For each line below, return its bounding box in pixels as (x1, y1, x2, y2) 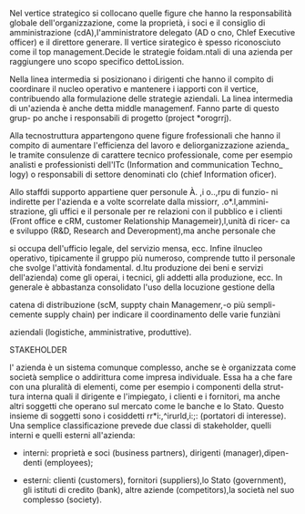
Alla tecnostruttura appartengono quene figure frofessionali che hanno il (9, 130, 280, 140)
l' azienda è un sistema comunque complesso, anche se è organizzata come (9, 362, 297, 373)
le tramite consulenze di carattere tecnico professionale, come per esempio (9, 149, 293, 160)
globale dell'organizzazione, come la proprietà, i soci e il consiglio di (9, 17, 266, 28)
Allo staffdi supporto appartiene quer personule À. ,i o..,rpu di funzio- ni (9, 187, 279, 197)
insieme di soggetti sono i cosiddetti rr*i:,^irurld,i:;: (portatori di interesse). (9, 410, 287, 421)
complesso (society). (22, 494, 102, 505)
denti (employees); (22, 457, 94, 468)
